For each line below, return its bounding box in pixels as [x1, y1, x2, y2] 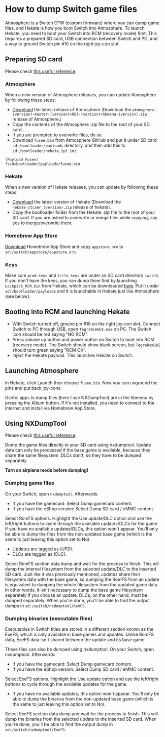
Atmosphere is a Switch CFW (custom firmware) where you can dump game [5, 20, 160, 26]
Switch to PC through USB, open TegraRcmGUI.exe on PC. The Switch [12, 326, 152, 332]
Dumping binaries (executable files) [5, 615, 93, 622]
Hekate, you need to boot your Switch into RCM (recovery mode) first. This [5, 30, 157, 36]
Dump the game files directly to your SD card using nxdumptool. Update [5, 442, 151, 448]
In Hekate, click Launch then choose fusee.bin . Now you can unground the [5, 379, 158, 386]
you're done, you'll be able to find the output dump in [5, 721, 113, 727]
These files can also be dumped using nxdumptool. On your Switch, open [5, 646, 154, 652]
